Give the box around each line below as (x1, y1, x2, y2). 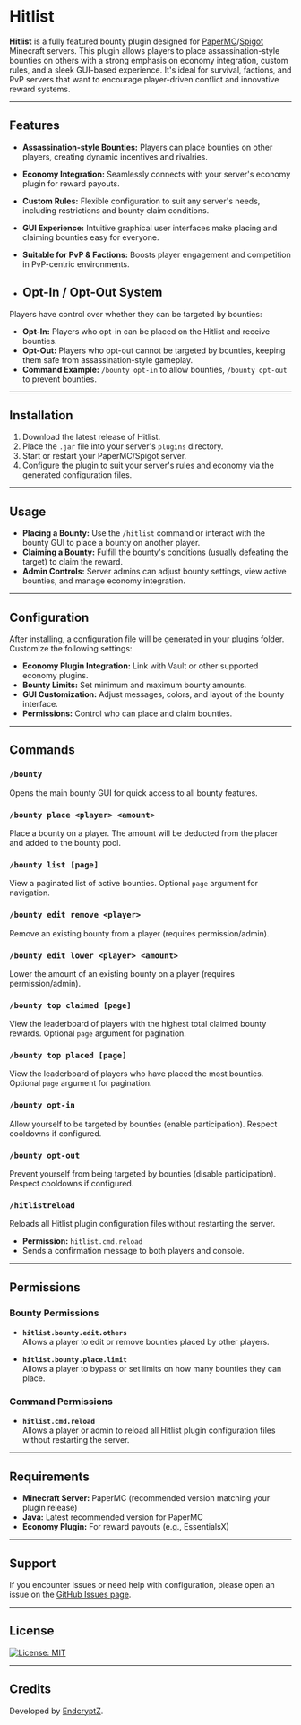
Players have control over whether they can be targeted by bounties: (9, 308, 262, 319)
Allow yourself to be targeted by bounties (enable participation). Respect (9, 1118, 278, 1129)
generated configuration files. (21, 470, 133, 480)
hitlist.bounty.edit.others (21, 1329, 127, 1338)
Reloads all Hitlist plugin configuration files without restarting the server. (9, 1219, 276, 1229)
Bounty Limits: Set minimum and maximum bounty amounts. (21, 679, 247, 690)
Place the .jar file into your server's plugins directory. (21, 441, 224, 452)
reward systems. (9, 83, 71, 94)
